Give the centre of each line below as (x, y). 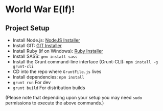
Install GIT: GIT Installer (37, 46)
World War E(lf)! (40, 9)
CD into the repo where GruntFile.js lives (57, 71)
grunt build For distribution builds (49, 88)
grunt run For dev (32, 82)
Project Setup (28, 28)
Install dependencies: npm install (48, 77)
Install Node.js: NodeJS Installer (46, 40)
